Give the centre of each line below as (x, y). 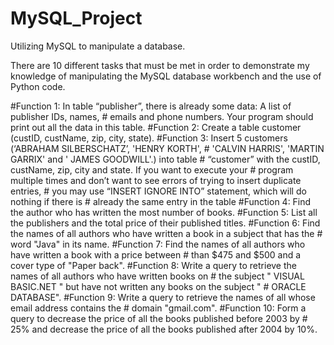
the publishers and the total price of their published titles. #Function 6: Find (165, 223)
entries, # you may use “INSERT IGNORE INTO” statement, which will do (158, 191)
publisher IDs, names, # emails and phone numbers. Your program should (162, 116)
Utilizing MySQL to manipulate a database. (98, 46)
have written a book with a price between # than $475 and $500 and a (156, 254)
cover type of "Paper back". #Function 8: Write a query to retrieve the (153, 265)
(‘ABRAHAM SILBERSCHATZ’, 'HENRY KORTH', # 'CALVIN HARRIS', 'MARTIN (167, 148)
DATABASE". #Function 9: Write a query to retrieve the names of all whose (163, 297)
